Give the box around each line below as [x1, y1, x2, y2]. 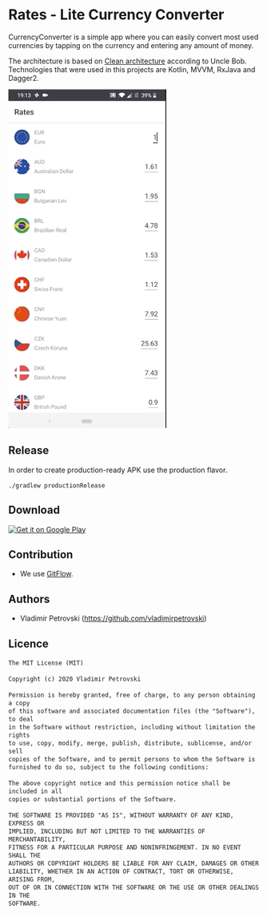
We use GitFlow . [19, 569, 74, 579]
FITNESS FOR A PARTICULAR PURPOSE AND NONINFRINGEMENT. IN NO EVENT [8, 843, 241, 851]
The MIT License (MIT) [8, 659, 84, 667]
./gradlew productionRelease [8, 481, 106, 490]
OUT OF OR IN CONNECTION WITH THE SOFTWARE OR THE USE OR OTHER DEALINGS [8, 884, 260, 892]
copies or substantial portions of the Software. [8, 795, 177, 803]
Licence [8, 637, 50, 650]
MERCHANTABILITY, [8, 835, 66, 843]
